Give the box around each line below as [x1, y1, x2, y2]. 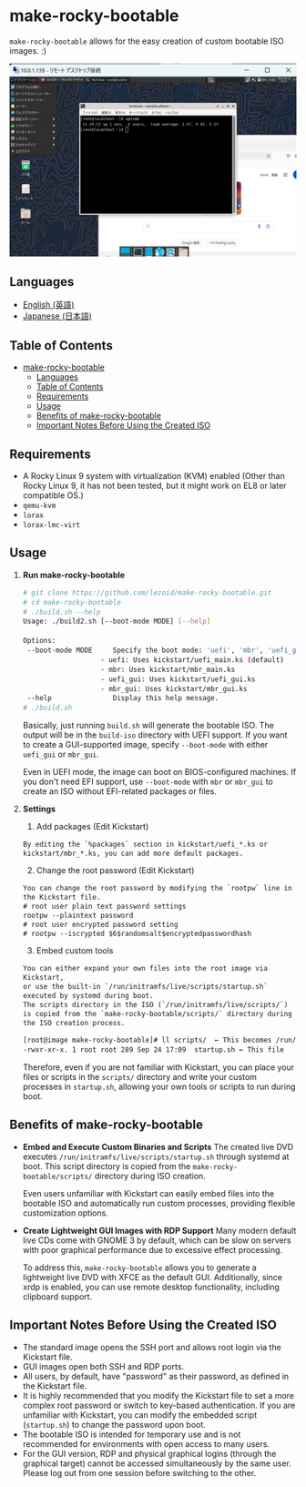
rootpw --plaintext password [22, 912, 134, 921]
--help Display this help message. [26, 694, 219, 703]
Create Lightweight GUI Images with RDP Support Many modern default [22, 1225, 297, 1236]
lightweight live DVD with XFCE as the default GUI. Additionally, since [22, 1271, 282, 1282]
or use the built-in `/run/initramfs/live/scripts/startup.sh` [22, 983, 269, 992]
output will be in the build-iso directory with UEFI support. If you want [22, 729, 288, 740]
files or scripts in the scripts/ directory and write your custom [22, 1071, 258, 1082]
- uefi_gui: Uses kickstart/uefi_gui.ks [99, 675, 256, 684]
